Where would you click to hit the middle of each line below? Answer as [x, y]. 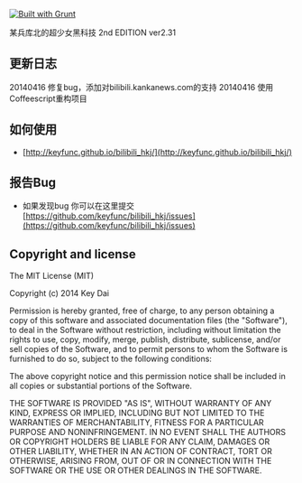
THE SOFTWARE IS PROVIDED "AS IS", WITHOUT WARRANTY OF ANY [141, 404]
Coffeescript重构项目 [48, 98]
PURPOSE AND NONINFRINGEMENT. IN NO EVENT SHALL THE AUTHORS [148, 432]
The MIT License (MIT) [52, 276]
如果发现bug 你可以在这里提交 [78, 206]
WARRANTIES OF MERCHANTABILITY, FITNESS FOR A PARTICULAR [137, 423]
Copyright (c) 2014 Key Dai [59, 293]
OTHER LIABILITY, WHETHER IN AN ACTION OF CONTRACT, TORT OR [141, 451]
